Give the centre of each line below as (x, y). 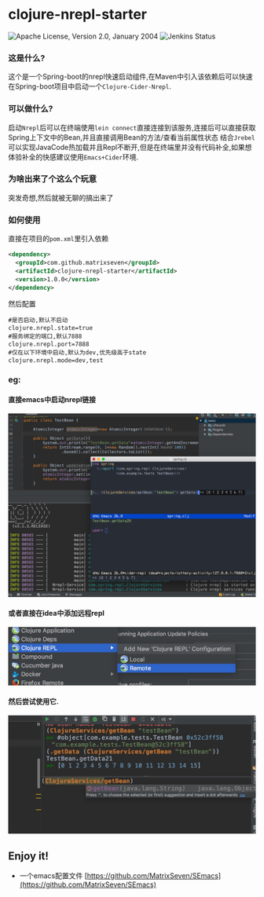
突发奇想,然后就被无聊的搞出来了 (61, 197)
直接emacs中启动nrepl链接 (52, 400)
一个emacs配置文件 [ (53, 876)
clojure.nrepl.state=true (50, 328)
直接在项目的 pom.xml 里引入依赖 (59, 239)
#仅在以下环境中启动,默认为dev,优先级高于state (77, 352)
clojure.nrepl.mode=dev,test (56, 360)
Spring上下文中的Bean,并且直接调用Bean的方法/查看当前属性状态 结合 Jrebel (132, 137)
